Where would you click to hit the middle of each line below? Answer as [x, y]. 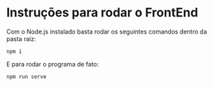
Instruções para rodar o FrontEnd [103, 13]
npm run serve [27, 77]
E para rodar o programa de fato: [53, 64]
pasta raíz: [21, 38]
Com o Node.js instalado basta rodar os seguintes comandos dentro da [107, 32]
